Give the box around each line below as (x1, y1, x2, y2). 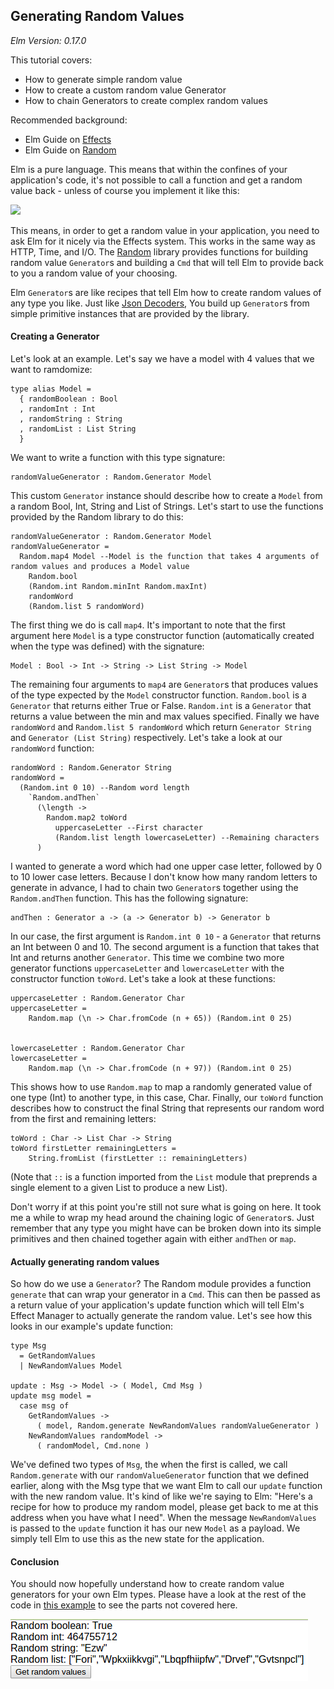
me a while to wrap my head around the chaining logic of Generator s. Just (10, 1212, 315, 1224)
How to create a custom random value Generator (24, 84, 227, 96)
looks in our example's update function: (10, 1320, 173, 1333)
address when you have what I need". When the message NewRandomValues (10, 1512, 317, 1524)
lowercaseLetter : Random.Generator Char (10, 1044, 186, 1054)
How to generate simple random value (24, 73, 183, 85)
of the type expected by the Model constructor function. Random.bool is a (10, 689, 307, 701)
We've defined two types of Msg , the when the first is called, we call (10, 1459, 288, 1471)
